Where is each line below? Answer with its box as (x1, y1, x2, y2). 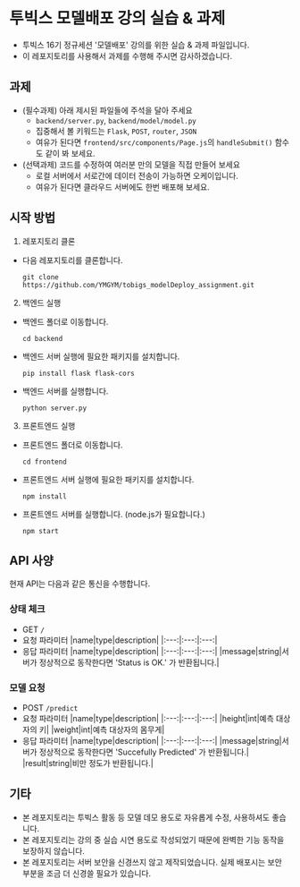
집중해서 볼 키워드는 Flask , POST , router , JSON (35, 125, 197, 136)
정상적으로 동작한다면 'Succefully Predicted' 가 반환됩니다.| (38, 746, 250, 757)
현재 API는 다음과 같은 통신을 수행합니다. (9, 578, 151, 589)
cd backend (21, 334, 63, 343)
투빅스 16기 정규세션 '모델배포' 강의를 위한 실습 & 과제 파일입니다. (21, 39, 250, 50)
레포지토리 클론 (21, 235, 76, 246)
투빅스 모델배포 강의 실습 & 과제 (9, 8, 226, 29)
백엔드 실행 (21, 297, 62, 308)
